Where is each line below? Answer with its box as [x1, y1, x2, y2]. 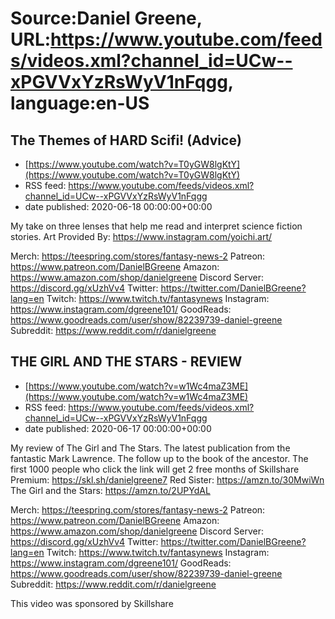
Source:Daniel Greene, [10, 7, 203, 30]
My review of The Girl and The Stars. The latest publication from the [10, 442, 291, 454]
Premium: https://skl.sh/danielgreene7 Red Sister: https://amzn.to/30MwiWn [10, 473, 325, 486]
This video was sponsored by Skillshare [10, 597, 174, 609]
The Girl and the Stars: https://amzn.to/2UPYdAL [10, 484, 211, 496]
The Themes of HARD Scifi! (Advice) [10, 132, 242, 149]
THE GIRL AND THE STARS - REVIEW [10, 353, 243, 371]
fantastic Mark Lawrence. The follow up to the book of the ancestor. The [10, 452, 309, 464]
